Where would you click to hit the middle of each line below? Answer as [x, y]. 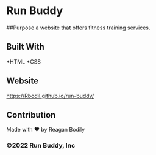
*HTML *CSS [24, 61]
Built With [25, 47]
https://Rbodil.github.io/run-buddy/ [50, 96]
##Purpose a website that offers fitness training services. [78, 28]
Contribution [31, 115]
